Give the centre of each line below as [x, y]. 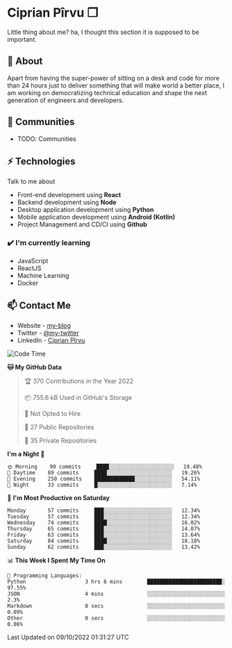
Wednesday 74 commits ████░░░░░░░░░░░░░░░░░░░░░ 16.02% [103, 523]
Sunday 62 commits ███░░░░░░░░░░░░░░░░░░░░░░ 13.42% [103, 547]
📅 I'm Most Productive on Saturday [58, 498]
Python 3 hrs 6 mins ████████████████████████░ [116, 582]
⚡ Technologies [41, 161]
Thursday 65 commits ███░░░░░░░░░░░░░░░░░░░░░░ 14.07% [103, 529]
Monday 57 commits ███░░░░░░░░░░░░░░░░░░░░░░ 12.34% [103, 511]
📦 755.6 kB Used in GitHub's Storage [78, 398]
